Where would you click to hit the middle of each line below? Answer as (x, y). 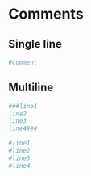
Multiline (31, 88)
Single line (35, 44)
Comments (46, 14)
